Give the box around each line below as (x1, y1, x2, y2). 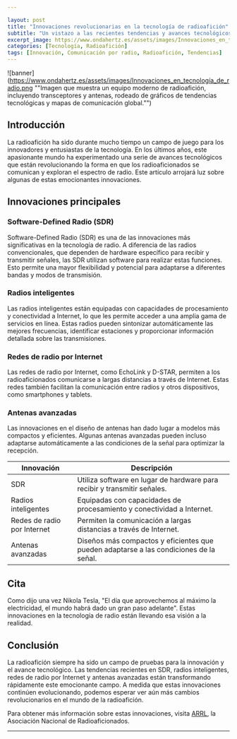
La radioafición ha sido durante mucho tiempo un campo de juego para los (7, 138, 224, 146)
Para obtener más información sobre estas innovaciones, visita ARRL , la (7, 709, 217, 718)
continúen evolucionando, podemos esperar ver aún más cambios (7, 688, 200, 697)
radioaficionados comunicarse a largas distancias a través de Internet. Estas (7, 375, 229, 384)
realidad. (7, 619, 33, 627)
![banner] (7, 68, 35, 77)
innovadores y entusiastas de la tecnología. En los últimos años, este (7, 145, 207, 154)
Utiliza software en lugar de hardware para (77, 475, 219, 485)
